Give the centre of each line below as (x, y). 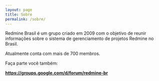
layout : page (19, 10)
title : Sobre (19, 14)
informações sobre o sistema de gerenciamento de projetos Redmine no (79, 38)
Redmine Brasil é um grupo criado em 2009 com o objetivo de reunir (76, 33)
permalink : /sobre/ (25, 19)
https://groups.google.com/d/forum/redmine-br (57, 73)
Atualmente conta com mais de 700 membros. (53, 53)
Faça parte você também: (32, 63)
